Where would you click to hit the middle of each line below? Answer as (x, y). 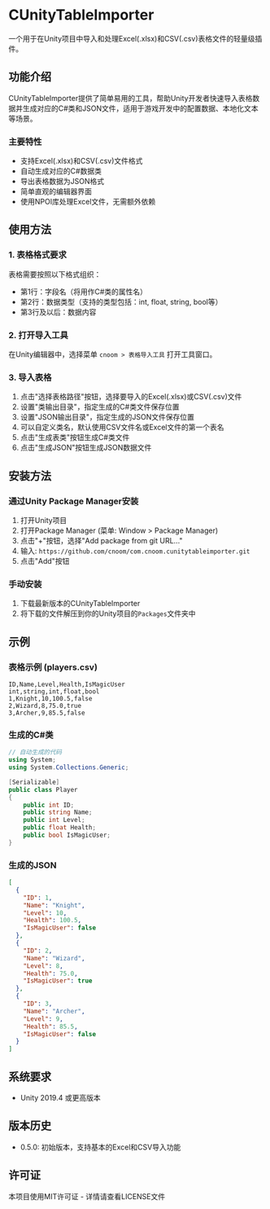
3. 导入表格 (30, 377)
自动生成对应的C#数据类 (61, 171)
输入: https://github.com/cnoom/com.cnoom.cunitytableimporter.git (135, 551)
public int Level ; (54, 820)
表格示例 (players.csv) (53, 667)
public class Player (44, 789)
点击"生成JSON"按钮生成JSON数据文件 (86, 448)
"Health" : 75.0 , (51, 974)
